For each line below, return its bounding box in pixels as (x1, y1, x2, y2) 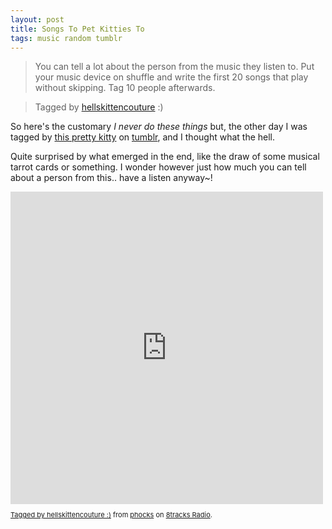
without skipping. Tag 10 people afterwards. (34, 82, 216, 94)
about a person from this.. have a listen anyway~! (10, 172, 213, 184)
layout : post (10, 14, 65, 25)
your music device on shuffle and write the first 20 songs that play (34, 71, 309, 83)
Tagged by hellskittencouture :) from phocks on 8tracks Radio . (10, 510, 213, 520)
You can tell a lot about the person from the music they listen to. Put (34, 61, 315, 73)
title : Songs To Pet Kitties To (10, 24, 145, 34)
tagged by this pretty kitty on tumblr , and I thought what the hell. (10, 131, 276, 143)
